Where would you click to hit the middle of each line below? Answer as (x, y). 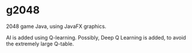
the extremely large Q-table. (40, 44)
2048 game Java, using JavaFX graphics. (56, 26)
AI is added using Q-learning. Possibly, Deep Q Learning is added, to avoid (96, 37)
